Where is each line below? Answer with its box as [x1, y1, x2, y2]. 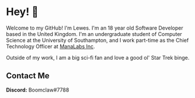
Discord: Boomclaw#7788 [6, 86, 69, 93]
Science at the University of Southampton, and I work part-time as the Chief [6, 37, 189, 43]
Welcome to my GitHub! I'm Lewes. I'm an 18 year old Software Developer [6, 24, 184, 31]
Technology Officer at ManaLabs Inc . [6, 43, 95, 50]
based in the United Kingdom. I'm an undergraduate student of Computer [6, 30, 182, 37]
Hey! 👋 [6, 5, 39, 19]
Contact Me [6, 71, 50, 81]
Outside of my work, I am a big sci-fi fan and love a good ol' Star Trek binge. [6, 54, 190, 61]
